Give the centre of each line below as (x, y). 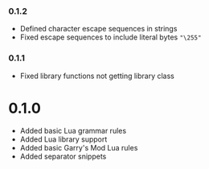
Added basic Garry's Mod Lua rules (79, 147)
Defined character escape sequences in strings (98, 29)
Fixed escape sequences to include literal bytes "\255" (111, 37)
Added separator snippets (63, 156)
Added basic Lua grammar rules (73, 130)
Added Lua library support (64, 139)
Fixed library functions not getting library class (97, 76)
